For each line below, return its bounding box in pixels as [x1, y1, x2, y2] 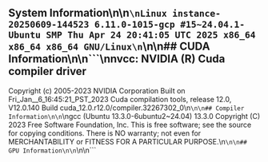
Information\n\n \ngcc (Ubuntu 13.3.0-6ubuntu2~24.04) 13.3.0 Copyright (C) [8, 111, 261, 121]
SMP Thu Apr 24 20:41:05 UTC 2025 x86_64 [46, 30, 256, 41]
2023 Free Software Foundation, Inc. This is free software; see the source [8, 120, 252, 129]
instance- [171, 8, 222, 19]
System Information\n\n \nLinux [8, 6, 167, 20]
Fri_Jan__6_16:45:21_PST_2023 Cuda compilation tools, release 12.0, [8, 94, 232, 104]
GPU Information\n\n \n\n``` [8, 145, 97, 155]
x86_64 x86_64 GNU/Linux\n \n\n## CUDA [8, 40, 210, 53]
